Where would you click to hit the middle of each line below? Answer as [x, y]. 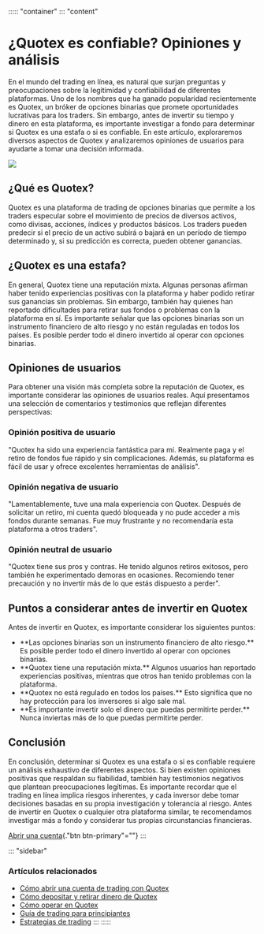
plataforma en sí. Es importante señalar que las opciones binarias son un [126, 318]
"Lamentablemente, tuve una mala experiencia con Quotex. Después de [125, 504]
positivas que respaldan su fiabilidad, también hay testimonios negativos [126, 778]
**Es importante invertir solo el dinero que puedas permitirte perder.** [135, 709]
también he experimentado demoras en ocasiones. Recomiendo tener [121, 575]
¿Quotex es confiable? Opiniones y [125, 43]
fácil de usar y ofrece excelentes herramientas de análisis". [104, 466]
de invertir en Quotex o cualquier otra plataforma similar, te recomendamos [130, 812]
